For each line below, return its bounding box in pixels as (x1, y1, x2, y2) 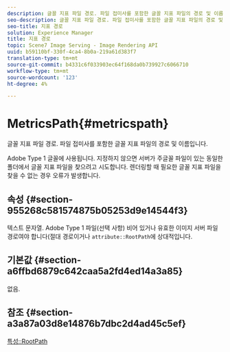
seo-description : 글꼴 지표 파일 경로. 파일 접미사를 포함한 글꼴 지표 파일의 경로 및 (7, 16, 223, 23)
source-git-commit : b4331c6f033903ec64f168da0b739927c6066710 (7, 61, 189, 68)
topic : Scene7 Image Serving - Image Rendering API (7, 42, 158, 49)
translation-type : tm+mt (7, 55, 78, 62)
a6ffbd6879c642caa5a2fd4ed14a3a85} (7, 265, 183, 277)
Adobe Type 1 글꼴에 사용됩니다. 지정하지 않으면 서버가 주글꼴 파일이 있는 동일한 (7, 154, 223, 162)
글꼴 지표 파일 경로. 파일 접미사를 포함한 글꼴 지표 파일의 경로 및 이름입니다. (7, 140, 208, 148)
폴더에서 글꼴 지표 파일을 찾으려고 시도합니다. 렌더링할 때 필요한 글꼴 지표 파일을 (7, 163, 222, 171)
